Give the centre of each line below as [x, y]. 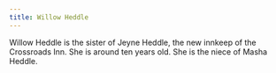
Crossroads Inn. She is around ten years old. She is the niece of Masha [138, 51]
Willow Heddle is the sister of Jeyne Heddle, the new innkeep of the [133, 42]
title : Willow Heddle [49, 17]
